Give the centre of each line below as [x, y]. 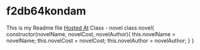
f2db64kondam [46, 11]
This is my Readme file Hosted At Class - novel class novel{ [80, 28]
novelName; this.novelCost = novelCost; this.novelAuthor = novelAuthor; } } [100, 40]
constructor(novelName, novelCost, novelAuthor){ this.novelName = [91, 34]
